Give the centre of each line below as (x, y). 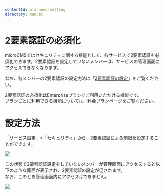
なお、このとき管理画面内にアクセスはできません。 (57, 177)
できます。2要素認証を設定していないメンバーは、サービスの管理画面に (87, 61)
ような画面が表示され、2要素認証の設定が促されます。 (69, 170)
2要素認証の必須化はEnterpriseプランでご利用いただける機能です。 (73, 95)
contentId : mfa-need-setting (35, 10)
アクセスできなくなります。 (33, 68)
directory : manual (24, 14)
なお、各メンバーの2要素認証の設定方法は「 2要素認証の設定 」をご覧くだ (80, 78)
